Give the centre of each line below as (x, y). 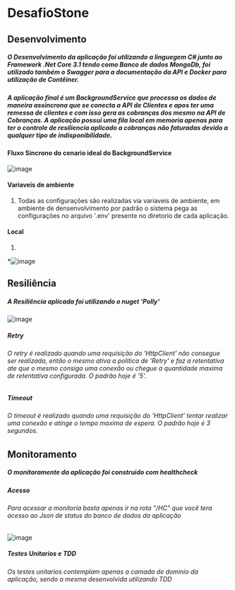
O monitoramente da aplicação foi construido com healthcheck (103, 473)
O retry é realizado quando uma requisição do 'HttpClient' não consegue (114, 353)
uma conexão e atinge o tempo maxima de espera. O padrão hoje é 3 (109, 423)
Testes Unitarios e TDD (42, 554)
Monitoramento (42, 454)
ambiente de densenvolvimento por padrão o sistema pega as (107, 208)
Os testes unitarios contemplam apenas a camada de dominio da (103, 572)
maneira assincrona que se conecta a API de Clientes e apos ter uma (110, 105)
